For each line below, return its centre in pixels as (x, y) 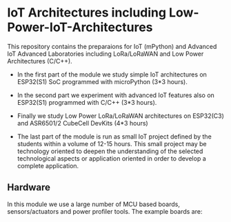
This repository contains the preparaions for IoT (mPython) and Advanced (112, 46)
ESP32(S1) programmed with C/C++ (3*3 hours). (87, 102)
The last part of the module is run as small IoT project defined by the (114, 137)
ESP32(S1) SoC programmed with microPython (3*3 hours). (102, 81)
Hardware (29, 188)
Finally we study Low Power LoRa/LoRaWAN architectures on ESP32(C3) (120, 116)
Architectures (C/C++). (40, 61)
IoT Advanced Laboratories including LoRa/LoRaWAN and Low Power (106, 54)
